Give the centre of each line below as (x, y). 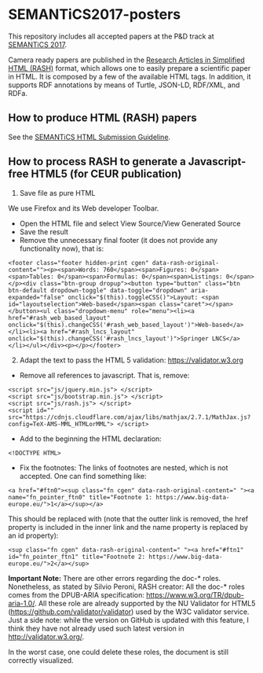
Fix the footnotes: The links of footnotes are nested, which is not (124, 467)
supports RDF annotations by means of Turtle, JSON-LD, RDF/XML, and (124, 85)
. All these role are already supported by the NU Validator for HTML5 (145, 603)
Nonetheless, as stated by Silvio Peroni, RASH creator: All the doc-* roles (126, 587)
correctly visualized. (41, 660)
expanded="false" (37, 297)
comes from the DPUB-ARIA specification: (77, 594)
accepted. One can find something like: (83, 476)
